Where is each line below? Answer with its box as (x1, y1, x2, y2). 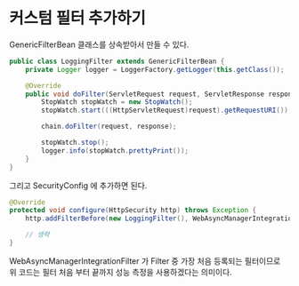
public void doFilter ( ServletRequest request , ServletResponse (25, 90, 265, 99)
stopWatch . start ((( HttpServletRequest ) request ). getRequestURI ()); (41, 106, 293, 115)
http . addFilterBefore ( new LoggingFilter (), (25, 214, 190, 223)
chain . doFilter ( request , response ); (41, 122, 177, 131)
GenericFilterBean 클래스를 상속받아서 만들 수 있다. (9, 39, 190, 50)
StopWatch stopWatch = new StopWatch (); (41, 98, 193, 107)
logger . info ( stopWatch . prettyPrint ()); (41, 146, 190, 155)
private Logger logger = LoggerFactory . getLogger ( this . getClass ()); (25, 65, 285, 74)
